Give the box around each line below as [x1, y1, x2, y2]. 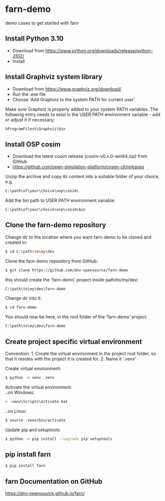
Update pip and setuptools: [5, 427, 61, 433]
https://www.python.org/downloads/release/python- [45, 47, 153, 53]
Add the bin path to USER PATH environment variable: [5, 198, 116, 204]
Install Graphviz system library [5, 73, 103, 81]
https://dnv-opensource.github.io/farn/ [5, 491, 85, 496]
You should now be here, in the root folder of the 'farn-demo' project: [5, 314, 148, 320]
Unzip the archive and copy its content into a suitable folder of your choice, [5, 173, 160, 180]
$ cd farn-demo [5, 305, 37, 310]
